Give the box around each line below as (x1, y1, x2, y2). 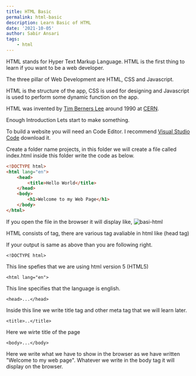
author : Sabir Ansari (6, 31, 60, 37)
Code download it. (6, 134, 52, 141)
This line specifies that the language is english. (6, 285, 121, 292)
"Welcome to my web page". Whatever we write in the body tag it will (6, 356, 175, 364)
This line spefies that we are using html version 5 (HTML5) (6, 263, 149, 270)
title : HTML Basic (6, 8, 52, 15)
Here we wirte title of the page (6, 328, 81, 335)
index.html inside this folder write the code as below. (6, 152, 135, 159)
